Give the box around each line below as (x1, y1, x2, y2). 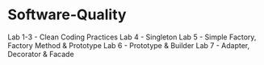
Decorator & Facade (7, 49, 74, 59)
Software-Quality (7, 6, 127, 24)
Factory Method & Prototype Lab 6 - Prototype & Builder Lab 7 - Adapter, (7, 40, 250, 50)
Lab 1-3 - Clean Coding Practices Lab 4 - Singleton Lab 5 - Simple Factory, (7, 32, 257, 42)
